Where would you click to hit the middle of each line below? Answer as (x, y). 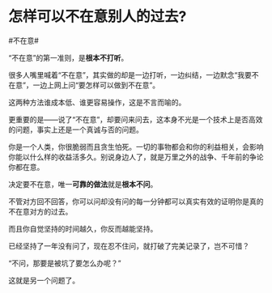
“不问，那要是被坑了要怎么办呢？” (65, 263)
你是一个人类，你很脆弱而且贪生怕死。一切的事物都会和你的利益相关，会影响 (136, 146)
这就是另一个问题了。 (44, 280)
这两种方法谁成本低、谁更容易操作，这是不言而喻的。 (97, 102)
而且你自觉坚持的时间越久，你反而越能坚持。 (83, 228)
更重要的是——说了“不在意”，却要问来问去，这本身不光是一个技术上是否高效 (136, 119)
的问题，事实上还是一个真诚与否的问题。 (76, 130)
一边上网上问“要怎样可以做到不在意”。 (96, 85)
